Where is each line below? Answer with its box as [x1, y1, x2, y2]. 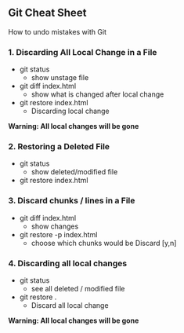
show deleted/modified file [31, 167, 118, 177]
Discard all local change [31, 301, 109, 309]
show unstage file [31, 73, 89, 82]
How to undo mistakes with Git [8, 27, 107, 36]
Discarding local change [31, 106, 110, 116]
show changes [31, 221, 79, 231]
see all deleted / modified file [31, 284, 125, 293]
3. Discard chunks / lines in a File [8, 196, 135, 207]
